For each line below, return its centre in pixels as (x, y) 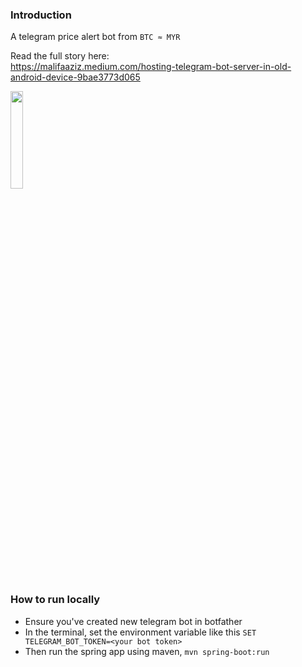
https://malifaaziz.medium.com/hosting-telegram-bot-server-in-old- (151, 67)
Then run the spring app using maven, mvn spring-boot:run (147, 651)
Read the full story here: (60, 56)
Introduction (41, 15)
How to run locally (55, 600)
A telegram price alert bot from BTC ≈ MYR (95, 37)
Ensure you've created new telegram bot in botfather (133, 621)
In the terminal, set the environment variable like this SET (140, 632)
